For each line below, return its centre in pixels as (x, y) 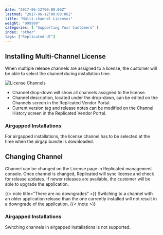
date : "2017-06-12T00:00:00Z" (36, 10)
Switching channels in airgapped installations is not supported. (68, 227)
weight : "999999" (23, 23)
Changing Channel (34, 157)
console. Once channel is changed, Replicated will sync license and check (80, 174)
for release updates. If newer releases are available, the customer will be (78, 179)
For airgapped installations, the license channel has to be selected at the (78, 136)
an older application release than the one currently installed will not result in (81, 198)
